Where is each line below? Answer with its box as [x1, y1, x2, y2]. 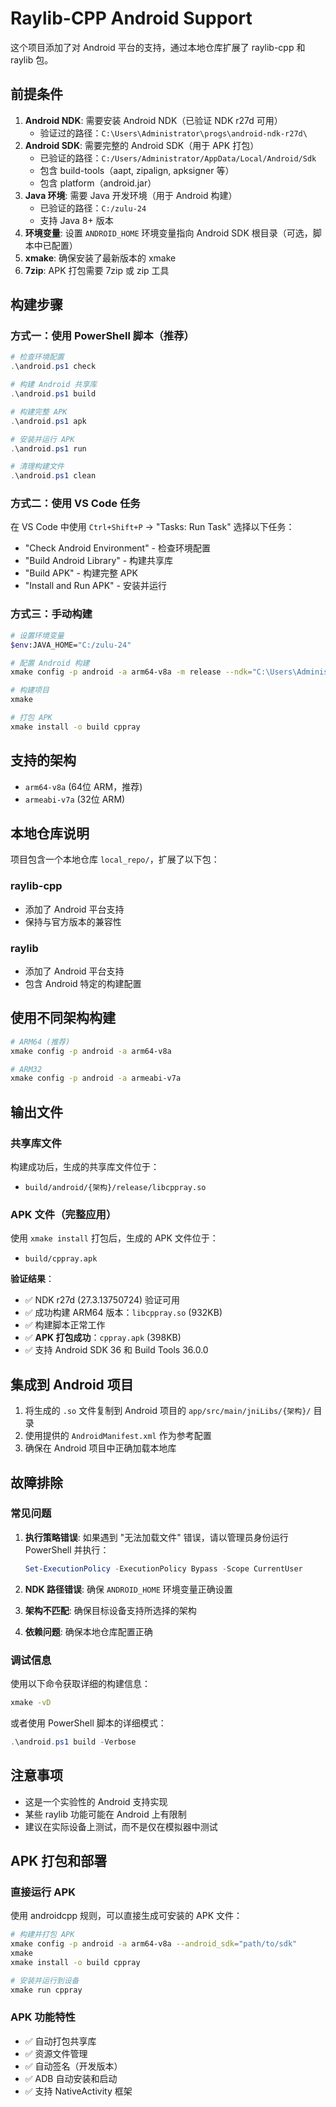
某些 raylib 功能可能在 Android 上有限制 [24, 1808, 187, 1820]
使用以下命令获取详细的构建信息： [10, 1677, 151, 1689]
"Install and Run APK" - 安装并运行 [24, 580, 167, 592]
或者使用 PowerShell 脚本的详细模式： [10, 1717, 167, 1729]
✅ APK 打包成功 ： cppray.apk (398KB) [24, 1332, 182, 1344]
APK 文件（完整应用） [10, 1207, 117, 1221]
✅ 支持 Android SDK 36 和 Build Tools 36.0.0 [24, 1344, 209, 1356]
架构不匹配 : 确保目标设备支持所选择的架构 [24, 1604, 197, 1616]
